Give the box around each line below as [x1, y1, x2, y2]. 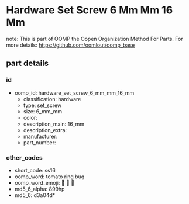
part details [6, 58, 49, 68]
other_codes [6, 153, 43, 161]
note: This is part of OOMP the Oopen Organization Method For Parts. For [6, 35, 183, 42]
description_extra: [23, 126, 67, 133]
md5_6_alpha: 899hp [14, 185, 65, 192]
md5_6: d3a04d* [14, 191, 56, 199]
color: [23, 114, 38, 121]
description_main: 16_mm [23, 120, 85, 127]
